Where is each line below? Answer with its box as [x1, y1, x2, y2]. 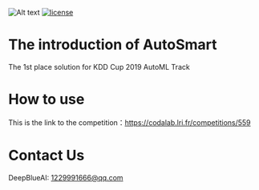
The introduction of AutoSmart [8, 36, 218, 54]
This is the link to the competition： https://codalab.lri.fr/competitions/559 [8, 117, 251, 127]
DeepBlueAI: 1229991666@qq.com [8, 172, 123, 182]
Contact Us [8, 147, 85, 164]
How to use [8, 91, 85, 108]
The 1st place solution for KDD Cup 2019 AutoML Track [8, 62, 190, 71]
